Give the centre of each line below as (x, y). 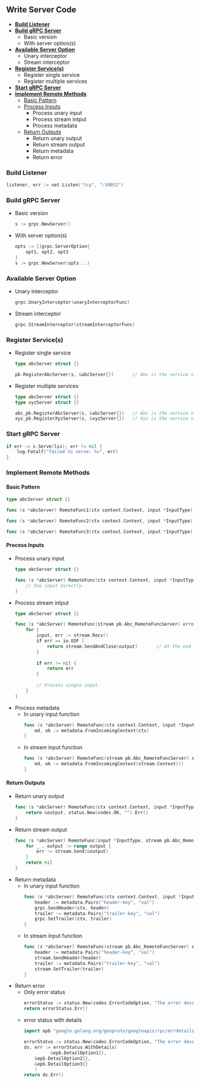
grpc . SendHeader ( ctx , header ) (72, 908)
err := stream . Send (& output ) (73, 852)
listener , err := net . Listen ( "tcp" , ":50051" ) (65, 185)
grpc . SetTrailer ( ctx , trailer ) (73, 919)
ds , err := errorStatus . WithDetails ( (71, 1047)
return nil (39, 863)
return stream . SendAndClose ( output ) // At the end (119, 646)
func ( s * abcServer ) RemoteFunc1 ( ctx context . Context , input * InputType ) (100, 510)
